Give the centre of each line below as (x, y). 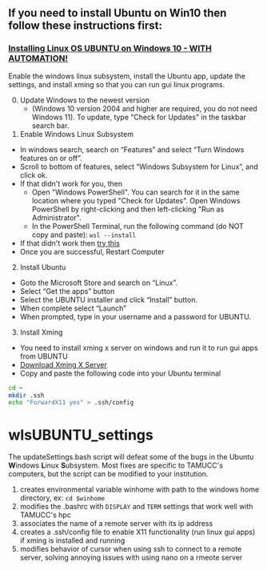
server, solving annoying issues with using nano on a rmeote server (131, 558)
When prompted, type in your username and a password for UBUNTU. (135, 316)
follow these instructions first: (85, 26)
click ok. (34, 175)
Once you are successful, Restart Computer (92, 251)
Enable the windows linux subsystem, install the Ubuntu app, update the (127, 76)
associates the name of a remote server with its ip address (116, 524)
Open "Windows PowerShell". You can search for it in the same (135, 192)
